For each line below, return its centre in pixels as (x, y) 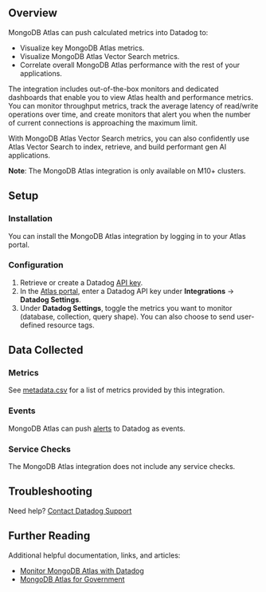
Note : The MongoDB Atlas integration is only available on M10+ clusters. (127, 170)
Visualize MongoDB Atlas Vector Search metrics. (100, 56)
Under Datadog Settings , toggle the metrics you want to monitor (126, 308)
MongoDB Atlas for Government (72, 579)
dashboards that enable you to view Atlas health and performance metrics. (131, 97)
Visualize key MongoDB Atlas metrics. (82, 48)
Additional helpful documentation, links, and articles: (94, 555)
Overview (33, 13)
